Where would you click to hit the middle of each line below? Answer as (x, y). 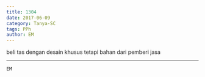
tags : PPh (19, 29)
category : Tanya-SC (31, 23)
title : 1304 (21, 12)
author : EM (20, 35)
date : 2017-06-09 (28, 18)
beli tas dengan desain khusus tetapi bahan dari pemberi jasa (83, 52)
